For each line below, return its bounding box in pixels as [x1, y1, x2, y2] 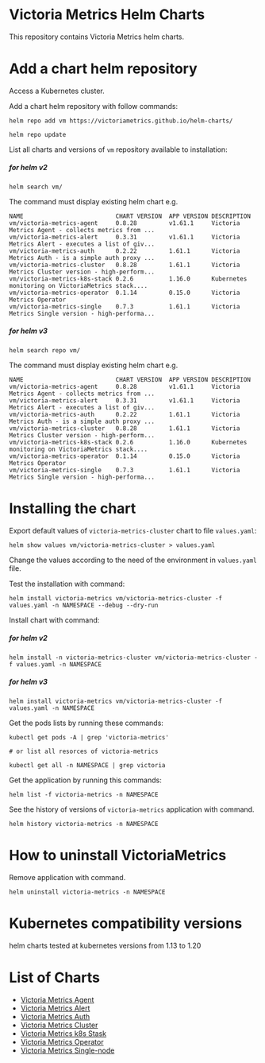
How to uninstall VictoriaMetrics [9, 846, 227, 864]
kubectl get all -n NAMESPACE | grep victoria [9, 761, 166, 769]
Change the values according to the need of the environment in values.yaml [9, 555, 257, 564]
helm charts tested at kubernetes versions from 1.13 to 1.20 [9, 941, 202, 950]
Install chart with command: [9, 615, 100, 625]
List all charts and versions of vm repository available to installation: [9, 145, 229, 154]
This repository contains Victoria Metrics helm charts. [9, 32, 185, 41]
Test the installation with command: [9, 579, 125, 588]
